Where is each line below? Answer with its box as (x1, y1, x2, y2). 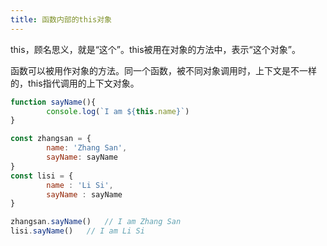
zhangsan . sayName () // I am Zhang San (10, 217, 182, 227)
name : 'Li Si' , (46, 180, 114, 190)
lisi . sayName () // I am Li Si (10, 226, 145, 236)
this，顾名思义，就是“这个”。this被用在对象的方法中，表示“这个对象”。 (10, 43, 301, 55)
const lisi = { (10, 171, 74, 181)
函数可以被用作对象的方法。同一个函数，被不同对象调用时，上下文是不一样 (10, 64, 317, 76)
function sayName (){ (10, 97, 97, 107)
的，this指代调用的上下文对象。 (10, 77, 140, 89)
